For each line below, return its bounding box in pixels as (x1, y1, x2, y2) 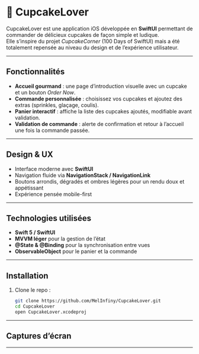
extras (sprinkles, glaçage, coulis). (14, 101, 99, 109)
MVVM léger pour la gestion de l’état (14, 235, 105, 242)
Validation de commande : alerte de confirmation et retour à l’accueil (14, 120, 184, 127)
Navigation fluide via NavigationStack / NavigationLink (14, 172, 151, 179)
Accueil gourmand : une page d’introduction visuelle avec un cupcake (14, 83, 188, 90)
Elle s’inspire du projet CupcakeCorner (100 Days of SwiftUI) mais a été (6, 37, 180, 45)
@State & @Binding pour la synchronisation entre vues (14, 242, 150, 249)
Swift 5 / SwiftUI (14, 229, 56, 236)
